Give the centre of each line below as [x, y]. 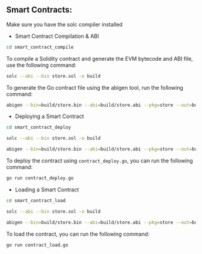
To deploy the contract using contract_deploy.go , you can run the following [100, 161]
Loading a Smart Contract [47, 190]
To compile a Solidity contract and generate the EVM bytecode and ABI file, [100, 58]
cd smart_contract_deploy [38, 128]
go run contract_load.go [37, 245]
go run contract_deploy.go [40, 178]
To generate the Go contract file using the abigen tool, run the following [95, 87]
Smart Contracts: [39, 10]
